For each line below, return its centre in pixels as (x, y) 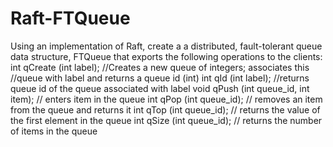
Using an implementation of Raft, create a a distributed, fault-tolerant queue (166, 46)
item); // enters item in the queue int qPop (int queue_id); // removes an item (166, 99)
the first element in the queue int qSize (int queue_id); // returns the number (166, 120)
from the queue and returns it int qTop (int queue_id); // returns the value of (165, 109)
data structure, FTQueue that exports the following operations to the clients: (166, 56)
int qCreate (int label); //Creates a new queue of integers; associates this (160, 67)
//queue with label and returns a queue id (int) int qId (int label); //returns (160, 78)
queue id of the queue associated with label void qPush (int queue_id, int (160, 88)
